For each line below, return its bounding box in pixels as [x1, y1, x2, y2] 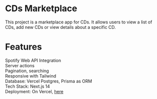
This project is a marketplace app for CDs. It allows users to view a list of [5, 19, 153, 25]
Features [5, 41, 42, 53]
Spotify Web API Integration [5, 57, 61, 63]
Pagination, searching [5, 68, 49, 74]
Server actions [5, 62, 35, 68]
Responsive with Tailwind [5, 73, 56, 79]
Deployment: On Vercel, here [5, 88, 64, 94]
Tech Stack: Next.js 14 [5, 83, 50, 89]
